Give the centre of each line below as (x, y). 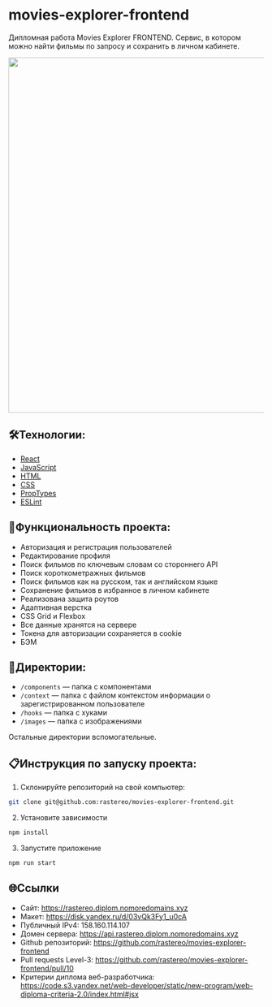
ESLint (31, 502)
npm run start (32, 862)
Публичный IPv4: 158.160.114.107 (75, 925)
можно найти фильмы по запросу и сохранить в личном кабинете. (124, 45)
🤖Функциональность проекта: (90, 527)
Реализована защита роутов (69, 599)
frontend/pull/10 (47, 968)
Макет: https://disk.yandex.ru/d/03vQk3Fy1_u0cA (104, 916)
